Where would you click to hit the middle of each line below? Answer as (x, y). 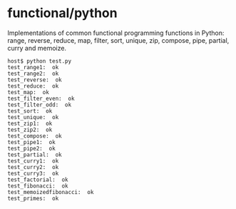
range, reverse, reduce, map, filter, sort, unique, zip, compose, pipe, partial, (118, 40)
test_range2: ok (33, 73)
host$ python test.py (40, 61)
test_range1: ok (33, 67)
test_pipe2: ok (31, 148)
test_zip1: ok (30, 123)
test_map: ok (29, 92)
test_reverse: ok (35, 80)
